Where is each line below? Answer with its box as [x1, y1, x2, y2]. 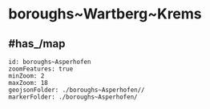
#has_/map [8, 37, 66, 50]
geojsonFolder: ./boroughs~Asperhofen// [8, 86, 146, 94]
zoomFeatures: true [8, 65, 74, 73]
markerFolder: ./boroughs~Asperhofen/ [8, 93, 138, 101]
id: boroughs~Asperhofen [8, 58, 91, 66]
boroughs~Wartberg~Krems [8, 5, 202, 23]
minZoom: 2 [8, 72, 45, 80]
